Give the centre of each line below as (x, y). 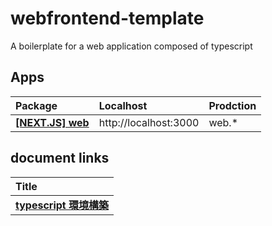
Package (36, 105)
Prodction (232, 105)
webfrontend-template (107, 18)
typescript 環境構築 (62, 205)
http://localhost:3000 (149, 122)
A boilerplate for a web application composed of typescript (131, 46)
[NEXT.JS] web (52, 122)
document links (60, 158)
